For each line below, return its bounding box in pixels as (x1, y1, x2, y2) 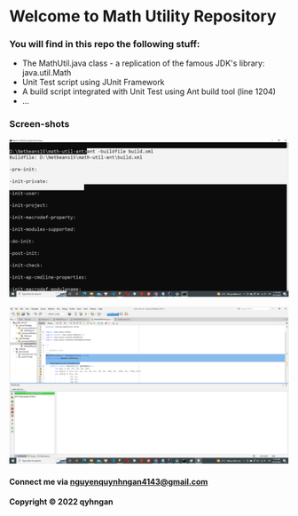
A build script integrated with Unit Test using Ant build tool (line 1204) (21, 86, 277, 97)
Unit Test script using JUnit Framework (21, 77, 166, 88)
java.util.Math (21, 67, 72, 78)
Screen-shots (9, 118, 70, 131)
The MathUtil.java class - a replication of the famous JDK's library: (21, 58, 265, 68)
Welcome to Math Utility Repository (9, 6, 277, 27)
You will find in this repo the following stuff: (9, 38, 200, 51)
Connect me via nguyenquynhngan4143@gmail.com (9, 476, 208, 487)
